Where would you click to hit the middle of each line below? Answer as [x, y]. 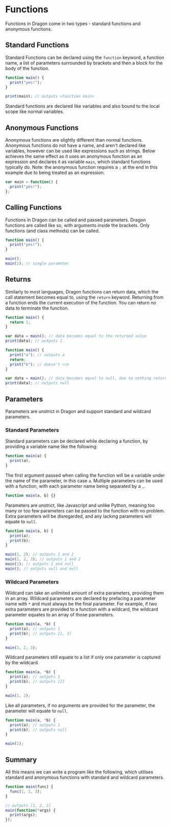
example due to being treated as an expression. [55, 173]
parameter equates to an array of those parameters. [60, 615]
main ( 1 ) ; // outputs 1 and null [39, 564]
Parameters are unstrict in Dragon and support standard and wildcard [78, 411]
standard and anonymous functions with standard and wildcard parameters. [85, 777]
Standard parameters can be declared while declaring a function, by [77, 441]
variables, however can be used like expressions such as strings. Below [80, 151]
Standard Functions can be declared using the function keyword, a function [85, 57]
